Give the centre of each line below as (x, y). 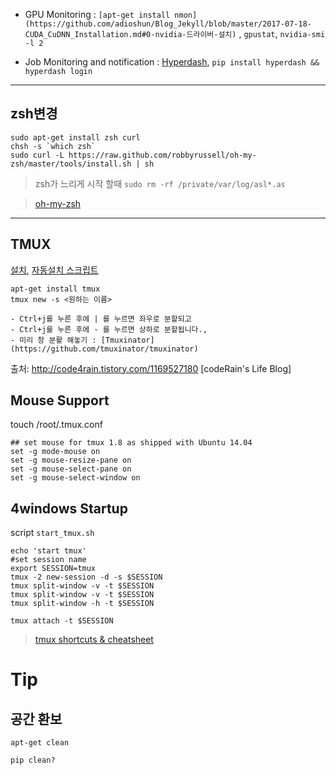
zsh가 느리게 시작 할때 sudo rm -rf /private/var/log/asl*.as (160, 183)
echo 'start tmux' (48, 551)
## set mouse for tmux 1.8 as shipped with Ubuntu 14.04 (131, 443)
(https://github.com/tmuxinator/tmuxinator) (104, 349)
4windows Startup (69, 508)
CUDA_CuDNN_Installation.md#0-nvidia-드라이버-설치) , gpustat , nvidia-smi (175, 33)
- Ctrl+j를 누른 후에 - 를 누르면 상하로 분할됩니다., (109, 329)
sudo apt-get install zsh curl (75, 137)
